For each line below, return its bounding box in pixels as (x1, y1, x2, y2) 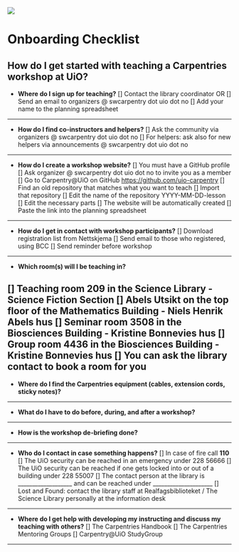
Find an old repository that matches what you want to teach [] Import (17, 184, 220, 192)
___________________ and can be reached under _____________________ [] (17, 479, 219, 487)
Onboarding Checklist (7, 31, 140, 48)
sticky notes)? (17, 387, 62, 395)
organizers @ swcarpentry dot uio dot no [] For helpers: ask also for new (17, 132, 231, 141)
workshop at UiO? (7, 71, 89, 83)
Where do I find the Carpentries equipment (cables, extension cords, (17, 380, 225, 388)
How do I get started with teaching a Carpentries (7, 59, 228, 71)
